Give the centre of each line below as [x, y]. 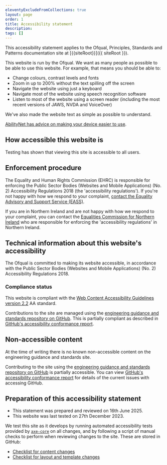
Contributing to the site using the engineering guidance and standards [78, 367]
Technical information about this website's [73, 243]
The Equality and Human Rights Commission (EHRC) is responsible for [78, 180]
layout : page [19, 15]
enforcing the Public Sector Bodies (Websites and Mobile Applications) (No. [83, 185]
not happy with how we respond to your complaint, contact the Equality [79, 196]
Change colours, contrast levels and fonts [56, 78]
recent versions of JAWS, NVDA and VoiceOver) [62, 105]
